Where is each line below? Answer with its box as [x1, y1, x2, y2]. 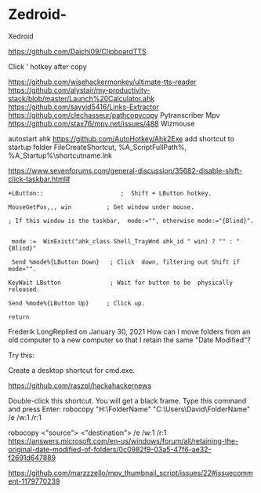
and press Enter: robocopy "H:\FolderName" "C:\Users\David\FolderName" [8, 404, 251, 414]
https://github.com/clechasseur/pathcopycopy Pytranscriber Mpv [8, 110, 220, 119]
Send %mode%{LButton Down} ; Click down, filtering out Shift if [11, 257, 241, 266]
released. [8, 285, 41, 294]
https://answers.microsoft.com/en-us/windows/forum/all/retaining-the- [8, 436, 239, 445]
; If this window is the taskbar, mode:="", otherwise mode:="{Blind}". [8, 217, 255, 225]
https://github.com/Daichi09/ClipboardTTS [8, 46, 147, 56]
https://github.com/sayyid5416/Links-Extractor [8, 102, 159, 111]
